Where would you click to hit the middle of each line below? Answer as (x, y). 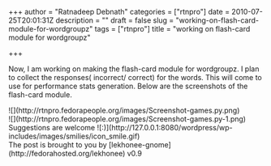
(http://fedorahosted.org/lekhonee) (67, 153)
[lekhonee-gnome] (140, 145)
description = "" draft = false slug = (115, 20)
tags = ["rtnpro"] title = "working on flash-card (172, 29)
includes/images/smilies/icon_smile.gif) (74, 136)
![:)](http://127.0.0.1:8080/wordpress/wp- (165, 128)
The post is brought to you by (58, 145)
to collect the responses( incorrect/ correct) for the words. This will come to (135, 77)
